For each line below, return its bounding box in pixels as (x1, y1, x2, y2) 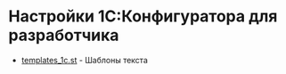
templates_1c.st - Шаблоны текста (20, 54, 148, 65)
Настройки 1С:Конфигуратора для (8, 6, 278, 27)
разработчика (8, 25, 119, 45)
